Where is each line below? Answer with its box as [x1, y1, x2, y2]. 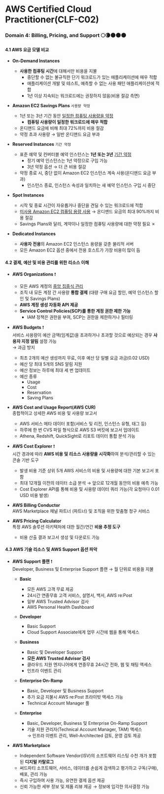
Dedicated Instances [12, 231, 56, 237]
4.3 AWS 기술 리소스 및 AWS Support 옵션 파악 [5, 546, 98, 552]
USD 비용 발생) [19, 492, 49, 498]
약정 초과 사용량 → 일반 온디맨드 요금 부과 [19, 131, 100, 137]
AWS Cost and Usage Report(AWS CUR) [12, 404, 96, 410]
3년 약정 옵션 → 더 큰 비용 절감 [27, 164, 86, 170]
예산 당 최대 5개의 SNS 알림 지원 [19, 361, 82, 367]
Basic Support [27, 623, 56, 629]
